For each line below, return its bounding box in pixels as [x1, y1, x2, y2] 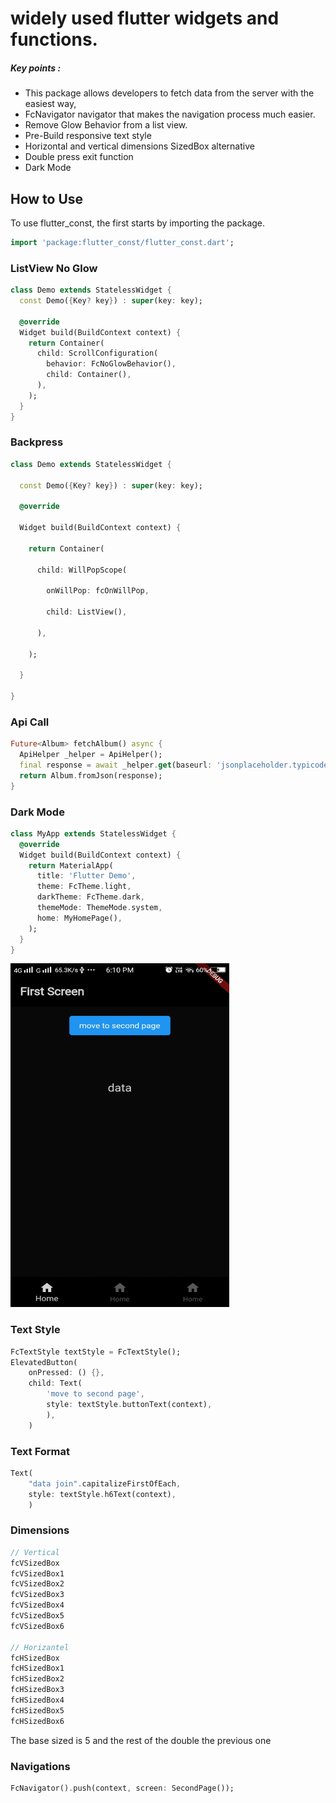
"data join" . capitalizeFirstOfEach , [28, 1478, 182, 1489]
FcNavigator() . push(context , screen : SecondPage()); [10, 1783, 235, 1793]
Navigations [10, 1759, 71, 1773]
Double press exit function [24, 151, 134, 163]
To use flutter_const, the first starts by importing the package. [10, 217, 266, 229]
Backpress [10, 435, 64, 449]
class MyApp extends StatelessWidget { [10, 828, 177, 839]
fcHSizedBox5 [10, 1705, 65, 1716]
